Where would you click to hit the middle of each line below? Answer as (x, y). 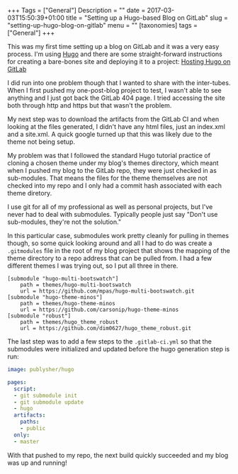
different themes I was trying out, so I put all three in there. (93, 266)
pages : (17, 382)
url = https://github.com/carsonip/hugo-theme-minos (100, 310)
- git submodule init (46, 395)
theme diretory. (30, 193)
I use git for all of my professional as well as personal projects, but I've (110, 207)
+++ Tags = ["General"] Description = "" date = (76, 10)
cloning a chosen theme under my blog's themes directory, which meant (113, 163)
